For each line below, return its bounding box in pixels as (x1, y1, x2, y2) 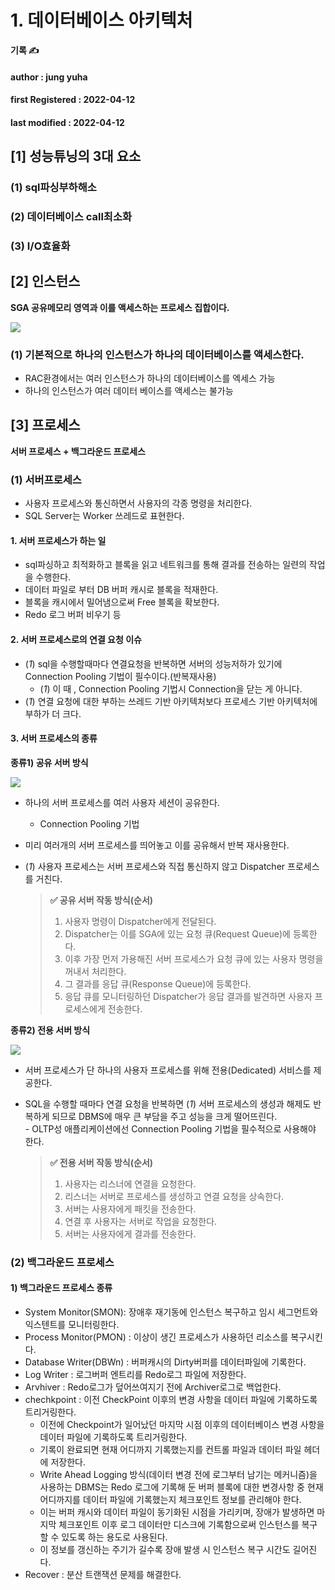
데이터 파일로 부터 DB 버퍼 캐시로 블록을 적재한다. (24, 584, 219, 596)
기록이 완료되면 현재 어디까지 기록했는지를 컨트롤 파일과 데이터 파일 (39, 1443, 302, 1455)
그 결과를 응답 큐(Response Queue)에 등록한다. (64, 977, 252, 990)
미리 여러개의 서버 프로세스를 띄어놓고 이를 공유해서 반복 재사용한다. (24, 839, 290, 851)
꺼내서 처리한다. (64, 965, 127, 977)
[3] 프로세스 (10, 417, 81, 434)
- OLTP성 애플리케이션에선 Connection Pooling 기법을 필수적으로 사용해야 (24, 1122, 317, 1135)
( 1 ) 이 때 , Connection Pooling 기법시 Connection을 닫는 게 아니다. (39, 682, 303, 695)
